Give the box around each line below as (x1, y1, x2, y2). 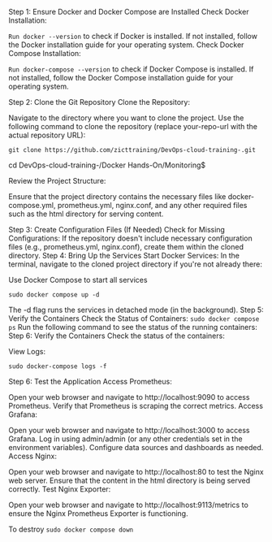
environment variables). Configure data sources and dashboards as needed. (8, 443, 264, 452)
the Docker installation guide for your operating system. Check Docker (8, 40, 244, 50)
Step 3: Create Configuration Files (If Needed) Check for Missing (8, 225, 226, 234)
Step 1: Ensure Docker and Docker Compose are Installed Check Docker (8, 7, 249, 16)
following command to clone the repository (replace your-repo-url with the (8, 122, 258, 131)
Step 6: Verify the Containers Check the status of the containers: (8, 331, 225, 340)
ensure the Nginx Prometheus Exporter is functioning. (8, 509, 188, 518)
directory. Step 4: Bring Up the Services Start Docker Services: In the (8, 251, 240, 260)
